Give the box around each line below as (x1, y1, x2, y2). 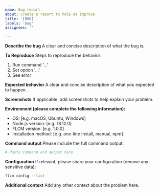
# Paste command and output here (5, 150, 73, 155)
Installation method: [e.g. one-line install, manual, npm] (12, 131, 123, 137)
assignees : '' (5, 25, 34, 30)
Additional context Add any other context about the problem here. (5, 182, 139, 188)
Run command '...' (12, 62, 49, 68)
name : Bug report (5, 7, 41, 12)
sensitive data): (5, 164, 36, 170)
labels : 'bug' (5, 21, 34, 26)
